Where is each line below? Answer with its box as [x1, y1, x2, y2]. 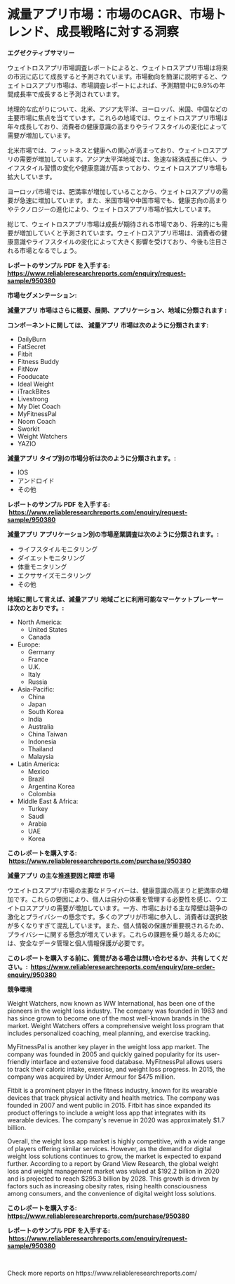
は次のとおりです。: [7, 604, 65, 612]
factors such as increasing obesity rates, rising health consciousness [7, 1181, 208, 1190]
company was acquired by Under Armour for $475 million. [7, 1072, 175, 1081]
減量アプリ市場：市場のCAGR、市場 [7, 6, 215, 22]
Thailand [27, 744, 54, 753]
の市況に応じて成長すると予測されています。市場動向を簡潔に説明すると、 [7, 72, 222, 81]
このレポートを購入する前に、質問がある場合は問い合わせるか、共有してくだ [7, 954, 228, 962]
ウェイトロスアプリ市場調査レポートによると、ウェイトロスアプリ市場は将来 [7, 63, 229, 72]
